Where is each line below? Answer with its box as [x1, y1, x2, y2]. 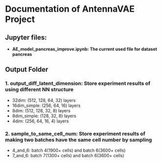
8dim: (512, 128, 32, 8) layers [12, 107, 71, 113]
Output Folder [5, 65, 48, 74]
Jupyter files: [5, 33, 47, 41]
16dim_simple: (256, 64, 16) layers [12, 102, 81, 108]
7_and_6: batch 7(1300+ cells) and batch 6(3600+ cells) [12, 152, 125, 158]
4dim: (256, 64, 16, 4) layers [12, 118, 69, 124]
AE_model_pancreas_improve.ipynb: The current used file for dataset [12, 46, 158, 52]
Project [5, 14, 35, 25]
